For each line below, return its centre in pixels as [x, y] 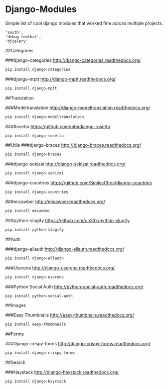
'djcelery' [17, 41]
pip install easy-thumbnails [36, 324]
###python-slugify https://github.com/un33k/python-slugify [67, 220]
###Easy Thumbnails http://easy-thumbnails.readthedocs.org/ [70, 315]
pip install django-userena [35, 277]
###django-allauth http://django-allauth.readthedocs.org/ [65, 249]
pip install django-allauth [35, 258]
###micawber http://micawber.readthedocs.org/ [55, 202]
